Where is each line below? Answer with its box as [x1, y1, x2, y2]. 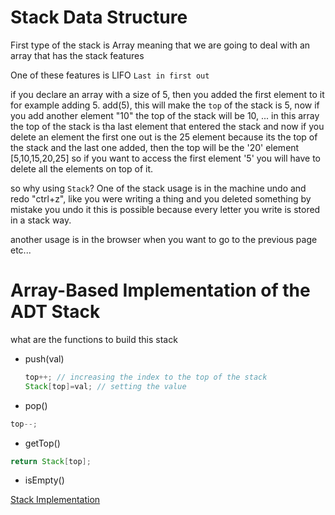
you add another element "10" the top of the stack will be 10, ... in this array [10, 109, 320, 121]
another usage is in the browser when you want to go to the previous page [10, 233, 318, 245]
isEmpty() [24, 474, 65, 486]
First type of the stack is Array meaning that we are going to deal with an [10, 39, 311, 51]
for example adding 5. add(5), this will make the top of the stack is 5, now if [10, 99, 320, 111]
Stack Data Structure [10, 6, 188, 29]
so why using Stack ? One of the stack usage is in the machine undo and [10, 182, 307, 194]
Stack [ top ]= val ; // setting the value [24, 381, 187, 391]
